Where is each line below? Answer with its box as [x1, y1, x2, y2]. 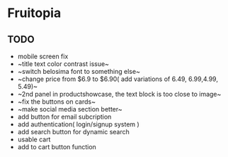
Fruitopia [7, 5, 62, 21]
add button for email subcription [17, 112, 112, 121]
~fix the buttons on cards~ [17, 97, 96, 106]
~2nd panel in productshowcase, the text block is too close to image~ [17, 90, 222, 98]
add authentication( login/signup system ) [17, 120, 139, 129]
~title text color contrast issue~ [17, 60, 110, 68]
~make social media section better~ [17, 105, 122, 113]
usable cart [17, 135, 51, 144]
